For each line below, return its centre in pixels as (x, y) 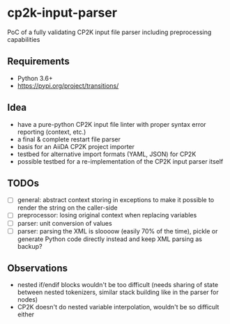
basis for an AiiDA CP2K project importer (76, 146)
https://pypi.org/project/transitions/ (68, 86)
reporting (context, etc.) (52, 132)
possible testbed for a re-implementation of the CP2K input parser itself (120, 161)
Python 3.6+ (35, 78)
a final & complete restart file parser (69, 139)
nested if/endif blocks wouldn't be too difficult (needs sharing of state (117, 285)
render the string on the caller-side (67, 208)
